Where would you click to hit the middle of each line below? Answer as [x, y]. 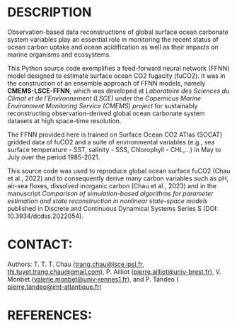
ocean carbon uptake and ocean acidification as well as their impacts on [113, 47]
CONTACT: [40, 245]
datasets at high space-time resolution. [64, 120]
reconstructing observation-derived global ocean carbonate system [106, 113]
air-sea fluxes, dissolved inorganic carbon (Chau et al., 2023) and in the [112, 185]
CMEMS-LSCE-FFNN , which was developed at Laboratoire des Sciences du [118, 91]
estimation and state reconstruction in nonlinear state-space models [108, 201]
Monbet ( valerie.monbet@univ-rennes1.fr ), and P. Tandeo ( [93, 279]
